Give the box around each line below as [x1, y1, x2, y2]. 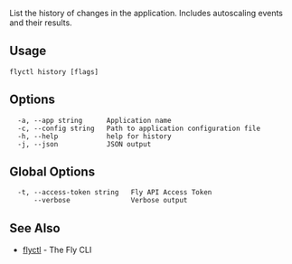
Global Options [9, 165, 96, 180]
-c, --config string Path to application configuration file [17, 124, 260, 133]
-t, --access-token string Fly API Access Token [17, 188, 212, 197]
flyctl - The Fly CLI [22, 244, 92, 256]
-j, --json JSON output [17, 139, 152, 148]
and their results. [9, 17, 72, 28]
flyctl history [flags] [9, 67, 99, 76]
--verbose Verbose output [33, 196, 188, 205]
